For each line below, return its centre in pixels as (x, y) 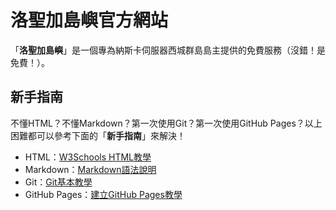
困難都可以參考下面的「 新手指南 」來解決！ (98, 135)
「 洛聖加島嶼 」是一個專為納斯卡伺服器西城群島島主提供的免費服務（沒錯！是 (168, 50)
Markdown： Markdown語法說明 (90, 169)
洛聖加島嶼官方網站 (89, 20)
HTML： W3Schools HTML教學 (88, 157)
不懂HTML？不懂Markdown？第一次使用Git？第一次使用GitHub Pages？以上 (166, 123)
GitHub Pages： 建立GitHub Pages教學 (103, 194)
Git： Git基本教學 (58, 182)
